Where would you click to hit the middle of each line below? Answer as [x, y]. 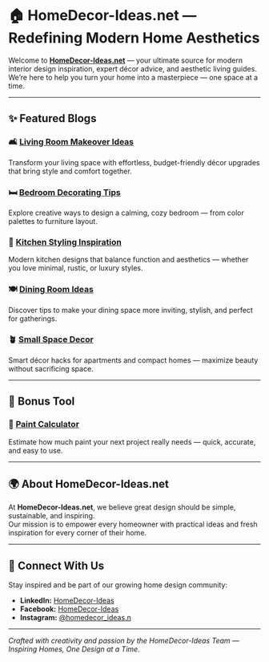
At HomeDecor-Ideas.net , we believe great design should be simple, [122, 507]
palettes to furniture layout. [53, 221]
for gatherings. [33, 319]
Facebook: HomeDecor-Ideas [69, 609]
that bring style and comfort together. [70, 171]
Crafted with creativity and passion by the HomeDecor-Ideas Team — [124, 641]
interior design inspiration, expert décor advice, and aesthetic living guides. [133, 68]
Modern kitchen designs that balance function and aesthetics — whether [128, 260]
